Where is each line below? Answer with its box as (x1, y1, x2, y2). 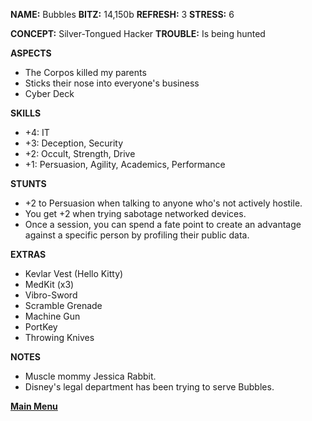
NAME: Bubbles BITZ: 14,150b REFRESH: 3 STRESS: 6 (10, 9, 235, 20)
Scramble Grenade (24, 300, 103, 311)
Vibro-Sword (24, 289, 78, 301)
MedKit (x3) (24, 279, 75, 290)
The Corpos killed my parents (24, 67, 147, 78)
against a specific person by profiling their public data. (24, 229, 250, 241)
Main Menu (10, 400, 58, 412)
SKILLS (10, 107, 42, 119)
